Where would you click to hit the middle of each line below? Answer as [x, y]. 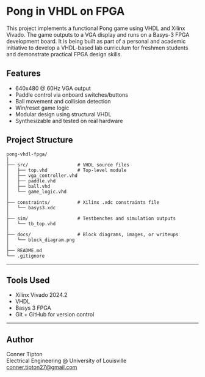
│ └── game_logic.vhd [37, 192]
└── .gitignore [26, 256]
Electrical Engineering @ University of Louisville [67, 361]
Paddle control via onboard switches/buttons [71, 95]
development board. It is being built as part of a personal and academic [96, 41]
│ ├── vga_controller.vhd [42, 176]
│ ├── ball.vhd [28, 186]
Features [23, 74]
